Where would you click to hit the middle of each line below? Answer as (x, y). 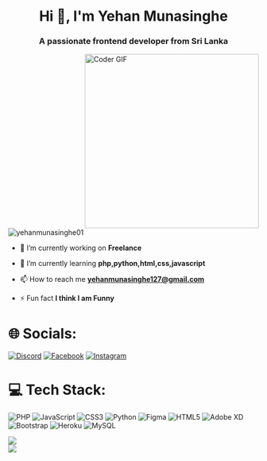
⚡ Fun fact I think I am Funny (67, 299)
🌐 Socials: (43, 333)
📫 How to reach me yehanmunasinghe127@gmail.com (112, 279)
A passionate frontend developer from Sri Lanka (133, 41)
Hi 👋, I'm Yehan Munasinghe (133, 16)
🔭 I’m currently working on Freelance (81, 248)
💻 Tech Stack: (57, 390)
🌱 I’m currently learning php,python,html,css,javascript (112, 264)
